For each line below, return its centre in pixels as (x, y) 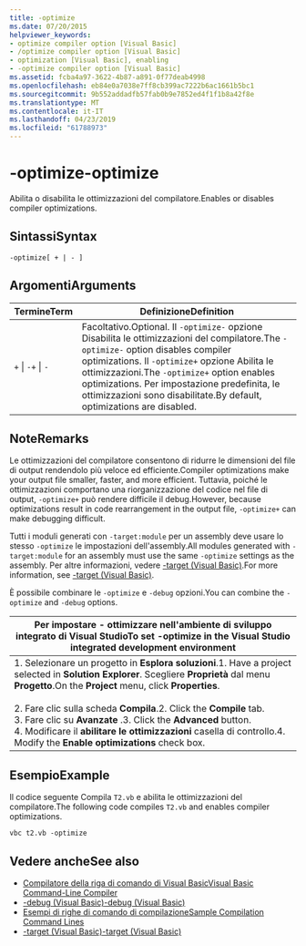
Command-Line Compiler (70, 893)
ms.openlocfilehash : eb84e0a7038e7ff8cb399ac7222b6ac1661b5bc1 (132, 86)
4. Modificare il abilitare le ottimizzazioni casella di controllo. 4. (150, 732)
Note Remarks (49, 438)
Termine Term (43, 311)
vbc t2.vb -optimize (49, 833)
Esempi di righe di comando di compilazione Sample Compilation (143, 912)
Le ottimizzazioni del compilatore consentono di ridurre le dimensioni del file (153, 460)
